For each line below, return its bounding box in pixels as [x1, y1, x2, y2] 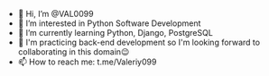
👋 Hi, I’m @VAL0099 [17, 9, 94, 19]
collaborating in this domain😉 [17, 46, 130, 57]
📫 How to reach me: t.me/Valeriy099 [17, 56, 157, 67]
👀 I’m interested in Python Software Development [17, 18, 201, 29]
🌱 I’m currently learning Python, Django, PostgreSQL [17, 28, 214, 38]
